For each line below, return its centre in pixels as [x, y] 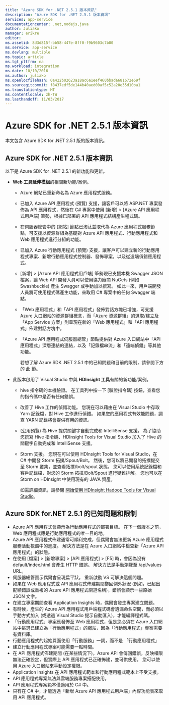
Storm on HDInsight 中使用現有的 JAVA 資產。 [68, 479]
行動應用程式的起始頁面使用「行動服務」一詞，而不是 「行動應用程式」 [86, 640]
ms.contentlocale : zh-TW [31, 94]
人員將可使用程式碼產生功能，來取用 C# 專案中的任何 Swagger [85, 292]
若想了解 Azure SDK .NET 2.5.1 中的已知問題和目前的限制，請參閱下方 [92, 362]
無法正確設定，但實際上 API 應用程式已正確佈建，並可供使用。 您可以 [84, 659]
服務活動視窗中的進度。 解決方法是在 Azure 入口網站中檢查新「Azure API [88, 545]
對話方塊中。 [51, 328]
